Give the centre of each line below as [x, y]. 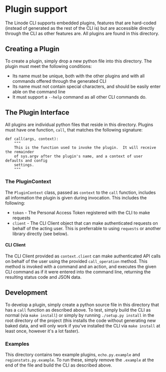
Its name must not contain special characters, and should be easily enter [86, 86]
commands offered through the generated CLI [59, 81]
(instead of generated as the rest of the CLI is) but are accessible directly [80, 28]
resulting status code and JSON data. [43, 277]
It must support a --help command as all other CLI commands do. [80, 97]
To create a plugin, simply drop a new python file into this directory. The [79, 61]
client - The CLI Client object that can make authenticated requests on [85, 223]
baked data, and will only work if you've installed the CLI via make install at [83, 325]
